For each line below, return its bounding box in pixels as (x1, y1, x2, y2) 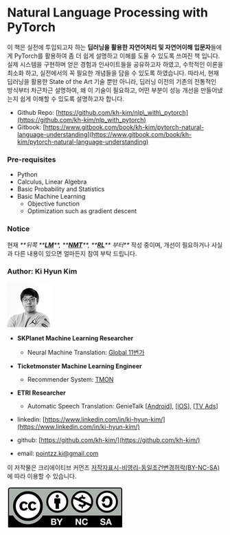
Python (16, 171, 38, 179)
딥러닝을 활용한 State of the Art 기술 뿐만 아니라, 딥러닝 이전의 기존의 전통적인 (7, 77, 217, 85)
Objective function (27, 199, 80, 208)
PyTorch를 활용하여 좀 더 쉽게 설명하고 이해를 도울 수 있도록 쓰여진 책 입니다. (14, 52, 220, 60)
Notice (7, 224, 30, 234)
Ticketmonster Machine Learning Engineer (16, 362, 142, 370)
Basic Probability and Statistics (16, 185, 105, 193)
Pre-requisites (7, 155, 56, 164)
